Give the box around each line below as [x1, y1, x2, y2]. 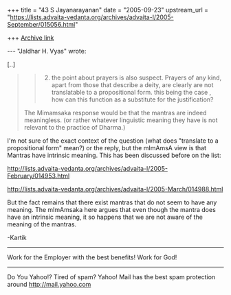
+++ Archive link [7, 34, 54, 42]
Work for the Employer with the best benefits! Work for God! [7, 253, 177, 261]
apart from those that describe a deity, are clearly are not [51, 81, 214, 88]
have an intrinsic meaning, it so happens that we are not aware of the [7, 213, 203, 221]
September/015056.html [7, 21, 76, 28]
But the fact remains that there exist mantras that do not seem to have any [7, 198, 217, 206]
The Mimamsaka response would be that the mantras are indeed [23, 109, 207, 117]
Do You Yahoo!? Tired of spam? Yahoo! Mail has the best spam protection [7, 273, 216, 281]
